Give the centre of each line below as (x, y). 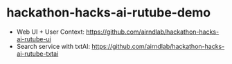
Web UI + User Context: (50, 32)
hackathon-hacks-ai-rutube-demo (109, 13)
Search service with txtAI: (53, 46)
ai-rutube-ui (34, 39)
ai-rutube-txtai (37, 54)
